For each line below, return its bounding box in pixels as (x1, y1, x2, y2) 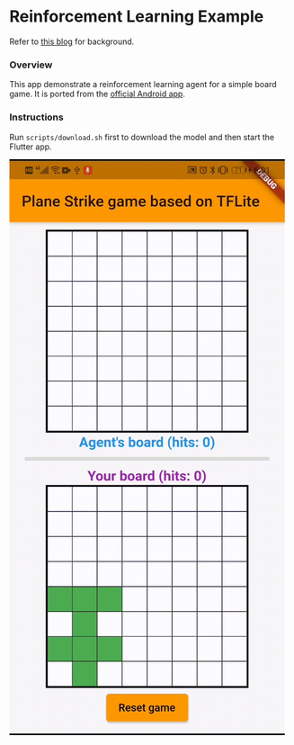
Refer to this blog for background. (9, 36, 135, 47)
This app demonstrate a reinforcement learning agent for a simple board (9, 79, 277, 90)
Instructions (9, 111, 65, 123)
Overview (9, 58, 53, 71)
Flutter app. (9, 141, 52, 152)
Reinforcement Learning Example (9, 6, 264, 27)
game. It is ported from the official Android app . (9, 88, 186, 100)
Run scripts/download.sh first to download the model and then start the (9, 131, 275, 142)
